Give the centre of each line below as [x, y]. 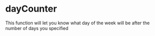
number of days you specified [37, 28]
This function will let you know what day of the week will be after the [77, 23]
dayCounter [31, 9]
